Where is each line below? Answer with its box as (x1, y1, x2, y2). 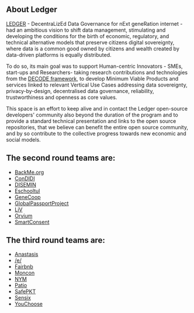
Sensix (14, 294, 31, 301)
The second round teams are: (6, 153, 116, 163)
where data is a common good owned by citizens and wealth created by (6, 45, 180, 52)
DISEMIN (14, 181, 37, 188)
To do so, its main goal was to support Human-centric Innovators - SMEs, (6, 63, 183, 70)
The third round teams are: (6, 235, 105, 245)
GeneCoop (14, 193, 41, 201)
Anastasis (14, 251, 39, 258)
